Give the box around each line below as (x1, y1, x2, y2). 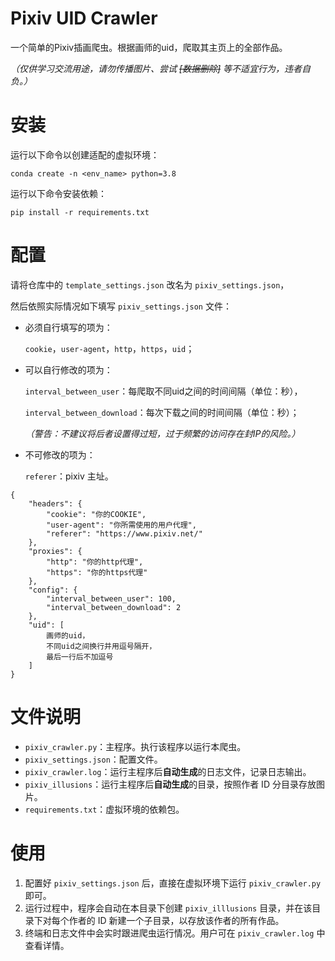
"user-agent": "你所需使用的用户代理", (46, 520, 197, 530)
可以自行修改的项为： (24, 363, 113, 376)
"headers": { (28, 498, 83, 509)
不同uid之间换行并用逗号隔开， (46, 641, 157, 651)
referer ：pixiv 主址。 (24, 470, 114, 482)
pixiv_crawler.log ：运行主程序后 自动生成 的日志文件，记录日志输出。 (24, 765, 312, 777)
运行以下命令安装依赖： (10, 187, 107, 199)
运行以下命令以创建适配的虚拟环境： (10, 148, 160, 161)
